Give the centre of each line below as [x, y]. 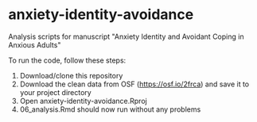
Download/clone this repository [71, 75]
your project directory [55, 92]
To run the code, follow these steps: [67, 60]
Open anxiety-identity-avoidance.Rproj [83, 101]
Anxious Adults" [35, 44]
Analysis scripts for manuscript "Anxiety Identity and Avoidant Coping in [126, 36]
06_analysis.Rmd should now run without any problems [110, 109]
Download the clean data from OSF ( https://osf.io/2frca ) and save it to [134, 84]
